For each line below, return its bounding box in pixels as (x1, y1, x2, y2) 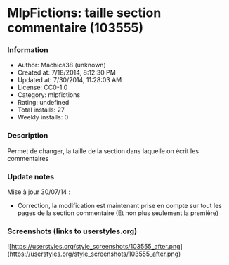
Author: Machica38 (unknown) (17, 61, 107, 70)
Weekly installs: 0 (17, 113, 69, 122)
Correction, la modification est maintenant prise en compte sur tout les (17, 202, 223, 210)
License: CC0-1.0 (17, 83, 68, 92)
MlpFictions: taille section (7, 5, 162, 21)
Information (7, 45, 48, 55)
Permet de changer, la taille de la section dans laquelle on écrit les (7, 146, 199, 155)
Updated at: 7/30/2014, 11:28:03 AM (17, 76, 122, 84)
